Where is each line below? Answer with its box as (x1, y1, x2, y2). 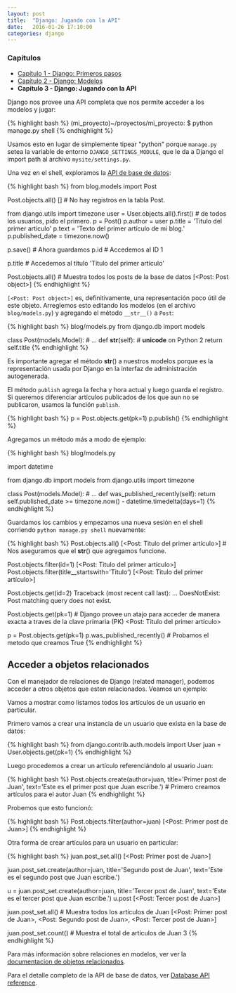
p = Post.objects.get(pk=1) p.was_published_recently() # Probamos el (7, 630, 209, 640)
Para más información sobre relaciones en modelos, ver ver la (7, 950, 187, 959)
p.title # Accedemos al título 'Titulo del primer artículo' (7, 259, 165, 267)
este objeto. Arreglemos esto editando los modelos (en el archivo (7, 301, 197, 309)
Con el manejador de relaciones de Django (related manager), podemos (7, 677, 215, 686)
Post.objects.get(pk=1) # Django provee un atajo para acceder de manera (7, 609, 220, 618)
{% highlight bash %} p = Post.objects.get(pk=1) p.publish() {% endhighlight (7, 414, 228, 422)
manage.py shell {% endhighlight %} (7, 126, 114, 134)
